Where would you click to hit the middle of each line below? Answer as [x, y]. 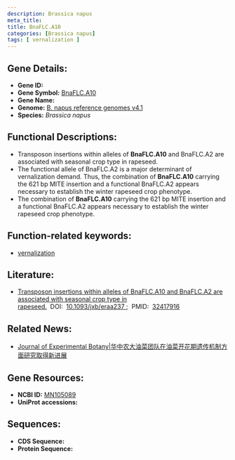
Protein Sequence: [45, 448]
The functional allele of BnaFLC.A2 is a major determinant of [105, 169]
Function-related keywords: [69, 236]
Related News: [40, 328]
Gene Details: [38, 68]
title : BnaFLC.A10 [34, 27]
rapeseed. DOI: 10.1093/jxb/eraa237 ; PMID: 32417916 [99, 307]
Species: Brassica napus [54, 115]
